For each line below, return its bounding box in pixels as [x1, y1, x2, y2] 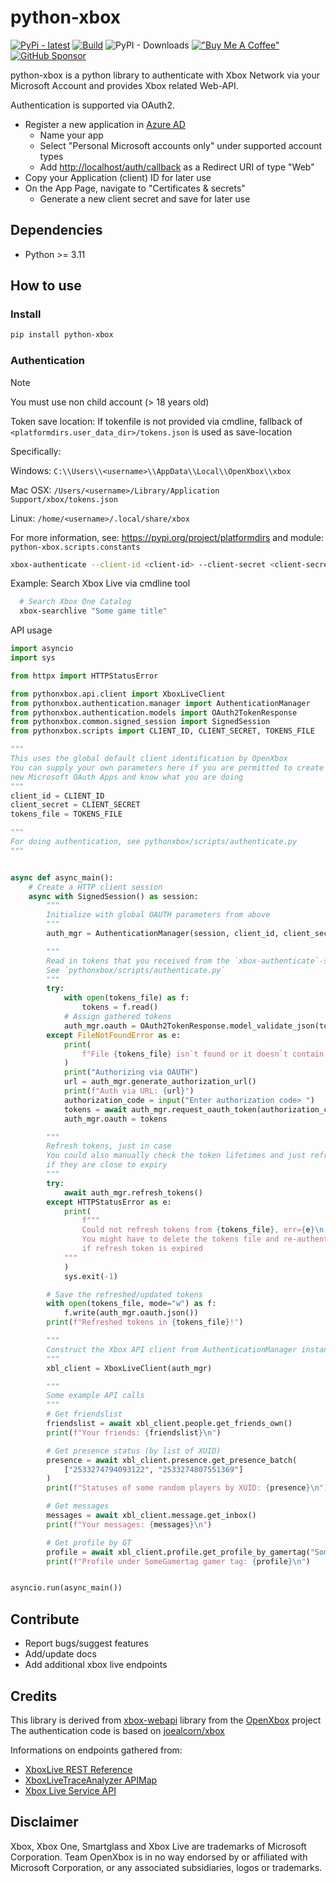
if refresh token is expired [81, 1244, 203, 1254]
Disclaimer [10, 1814, 79, 1831]
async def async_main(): [10, 872, 114, 883]
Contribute [10, 1611, 80, 1628]
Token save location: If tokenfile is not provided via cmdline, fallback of [10, 415, 303, 427]
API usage [10, 624, 53, 636]
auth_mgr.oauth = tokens [63, 1114, 168, 1124]
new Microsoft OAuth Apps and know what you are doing [10, 772, 244, 782]
